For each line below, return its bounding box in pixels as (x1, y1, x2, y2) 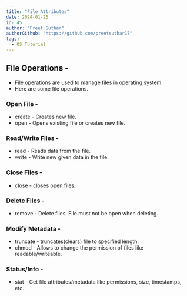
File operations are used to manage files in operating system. (14, 79, 163, 86)
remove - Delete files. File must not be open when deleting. (14, 209, 159, 217)
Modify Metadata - (6, 224, 61, 232)
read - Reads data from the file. (14, 148, 91, 155)
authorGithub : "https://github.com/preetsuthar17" (6, 31, 133, 36)
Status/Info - (6, 265, 44, 274)
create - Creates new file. (14, 113, 77, 120)
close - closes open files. (14, 182, 76, 189)
